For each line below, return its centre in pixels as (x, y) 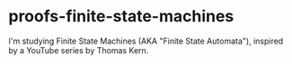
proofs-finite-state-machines (121, 16)
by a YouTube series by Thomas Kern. (79, 50)
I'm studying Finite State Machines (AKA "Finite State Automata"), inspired (146, 41)
